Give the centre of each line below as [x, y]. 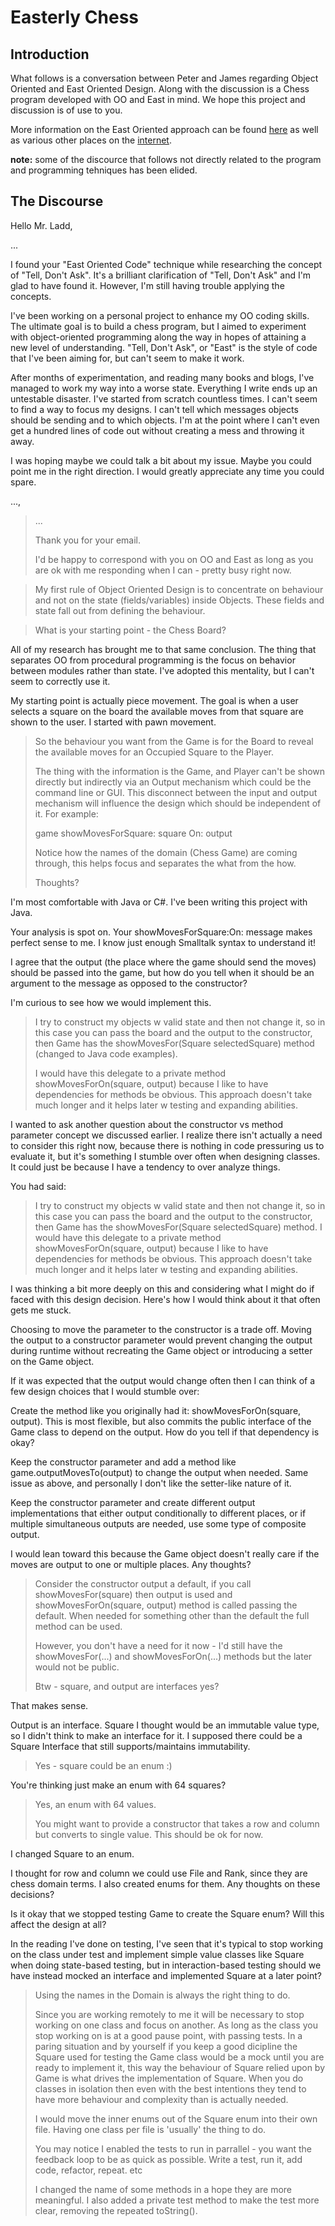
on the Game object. [52, 1361]
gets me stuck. [41, 1310]
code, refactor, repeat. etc [88, 2170]
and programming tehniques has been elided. [104, 170]
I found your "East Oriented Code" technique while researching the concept [166, 264]
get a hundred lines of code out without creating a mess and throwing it [157, 430]
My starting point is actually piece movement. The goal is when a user [154, 700]
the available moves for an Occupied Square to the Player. [154, 752]
